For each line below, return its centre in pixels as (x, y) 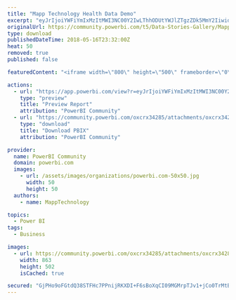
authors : (26, 195)
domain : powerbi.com (44, 163)
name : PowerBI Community (50, 156)
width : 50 (40, 183)
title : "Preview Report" (56, 105)
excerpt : (20, 20)
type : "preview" (44, 98)
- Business (29, 235)
